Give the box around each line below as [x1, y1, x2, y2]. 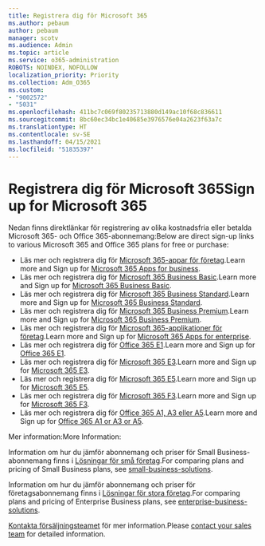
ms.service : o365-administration [8, 57, 119, 65]
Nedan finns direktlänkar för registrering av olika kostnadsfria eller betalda [8, 223, 252, 232]
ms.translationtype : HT [8, 123, 88, 131]
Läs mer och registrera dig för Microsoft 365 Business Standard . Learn [19, 289, 250, 299]
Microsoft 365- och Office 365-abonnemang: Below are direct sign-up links [8, 231, 255, 241]
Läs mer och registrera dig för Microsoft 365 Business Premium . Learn [19, 307, 249, 316]
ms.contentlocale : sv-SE [8, 130, 91, 138]
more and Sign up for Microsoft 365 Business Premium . [19, 315, 202, 324]
